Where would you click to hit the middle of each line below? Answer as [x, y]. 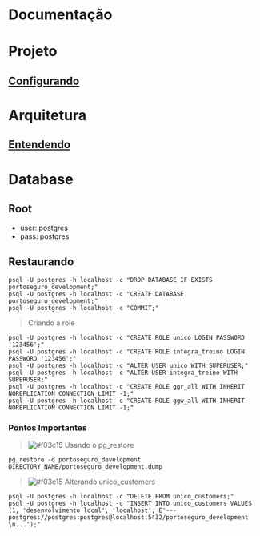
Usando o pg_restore [99, 445]
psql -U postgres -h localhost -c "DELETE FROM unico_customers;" [121, 497]
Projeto [33, 52]
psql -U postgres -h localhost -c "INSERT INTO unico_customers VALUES [130, 504]
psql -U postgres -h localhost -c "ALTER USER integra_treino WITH [123, 373]
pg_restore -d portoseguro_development [75, 460]
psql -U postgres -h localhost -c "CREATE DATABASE [96, 294]
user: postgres [44, 228]
